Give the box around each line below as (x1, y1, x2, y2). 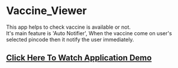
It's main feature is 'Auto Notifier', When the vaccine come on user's (6, 29, 173, 36)
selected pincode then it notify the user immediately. (6, 36, 134, 43)
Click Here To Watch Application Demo (6, 53, 152, 63)
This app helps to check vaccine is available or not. (6, 23, 131, 30)
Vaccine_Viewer (6, 4, 87, 18)
